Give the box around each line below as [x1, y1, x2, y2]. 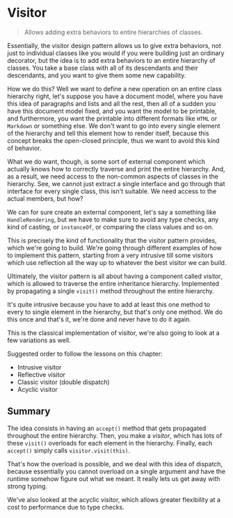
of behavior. [7, 144, 42, 152]
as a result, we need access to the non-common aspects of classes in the [7, 172, 219, 181]
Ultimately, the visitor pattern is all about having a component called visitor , [7, 272, 223, 280]
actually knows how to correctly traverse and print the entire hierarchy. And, [7, 165, 225, 173]
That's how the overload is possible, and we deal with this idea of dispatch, [7, 459, 223, 468]
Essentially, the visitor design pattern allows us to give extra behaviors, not [7, 41, 221, 49]
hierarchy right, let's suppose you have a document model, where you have [7, 92, 224, 100]
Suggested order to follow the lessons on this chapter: [7, 349, 163, 358]
